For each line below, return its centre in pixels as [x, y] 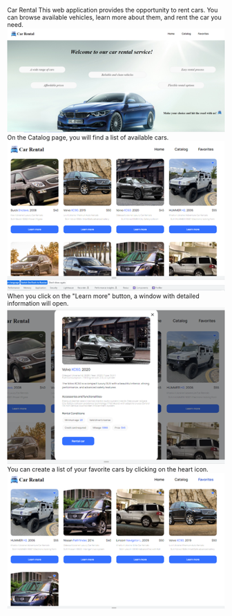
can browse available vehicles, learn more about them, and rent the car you [115, 17]
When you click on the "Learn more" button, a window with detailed [103, 296]
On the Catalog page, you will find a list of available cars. [88, 138]
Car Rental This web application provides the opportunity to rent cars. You [113, 10]
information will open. [38, 303]
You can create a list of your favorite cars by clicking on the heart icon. [108, 469]
